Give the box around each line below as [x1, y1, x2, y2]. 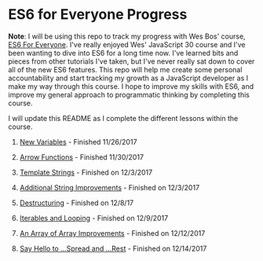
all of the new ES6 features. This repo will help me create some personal [8, 64, 243, 74]
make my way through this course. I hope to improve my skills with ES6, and [8, 81, 254, 91]
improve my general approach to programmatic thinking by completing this [8, 90, 250, 99]
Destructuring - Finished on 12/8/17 [19, 198, 134, 208]
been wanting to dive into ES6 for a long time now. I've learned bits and [8, 48, 239, 57]
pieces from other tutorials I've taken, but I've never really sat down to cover [8, 57, 255, 66]
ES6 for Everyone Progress [8, 6, 188, 24]
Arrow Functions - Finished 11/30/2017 [19, 152, 144, 162]
